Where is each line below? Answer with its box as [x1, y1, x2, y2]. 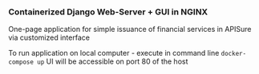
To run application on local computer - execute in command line [8, 49, 220, 58]
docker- [221, 50, 247, 58]
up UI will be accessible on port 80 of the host [37, 56, 188, 66]
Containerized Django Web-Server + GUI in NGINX [8, 6, 208, 18]
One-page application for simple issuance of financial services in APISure [8, 25, 252, 34]
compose [8, 58, 34, 66]
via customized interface [8, 33, 91, 42]
